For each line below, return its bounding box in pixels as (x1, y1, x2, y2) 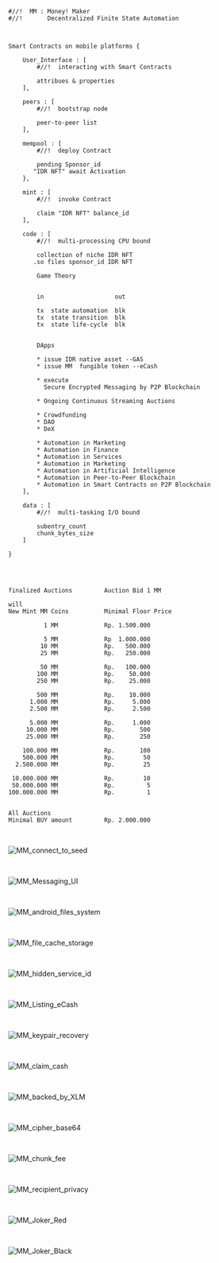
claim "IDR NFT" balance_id (36, 209, 129, 217)
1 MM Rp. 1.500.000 (43, 621, 151, 629)
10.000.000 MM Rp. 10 (11, 775, 151, 783)
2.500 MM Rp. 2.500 (29, 705, 151, 713)
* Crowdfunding (36, 411, 87, 419)
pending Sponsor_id (36, 161, 102, 169)
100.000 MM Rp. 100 (22, 747, 151, 755)
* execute (36, 376, 69, 384)
